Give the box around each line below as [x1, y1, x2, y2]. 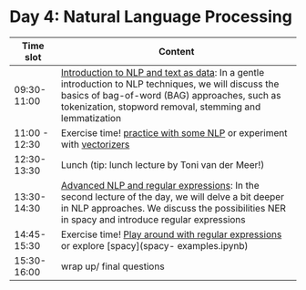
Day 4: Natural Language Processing [9, 6, 293, 27]
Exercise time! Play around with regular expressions [60, 228, 282, 241]
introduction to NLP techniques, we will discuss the [60, 78, 280, 90]
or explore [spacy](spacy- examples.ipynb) [60, 239, 249, 252]
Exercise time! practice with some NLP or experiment [60, 126, 288, 139]
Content [158, 45, 195, 57]
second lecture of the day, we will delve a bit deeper [60, 190, 285, 202]
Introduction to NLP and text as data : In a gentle [60, 66, 265, 78]
